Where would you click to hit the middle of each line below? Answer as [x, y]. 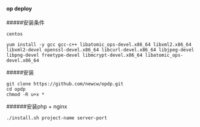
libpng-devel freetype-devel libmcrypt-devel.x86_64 [74, 55]
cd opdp [16, 90]
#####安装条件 [26, 23]
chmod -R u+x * [26, 95]
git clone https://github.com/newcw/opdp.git [65, 84]
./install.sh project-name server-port [57, 118]
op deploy [19, 8]
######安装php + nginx [37, 106]
